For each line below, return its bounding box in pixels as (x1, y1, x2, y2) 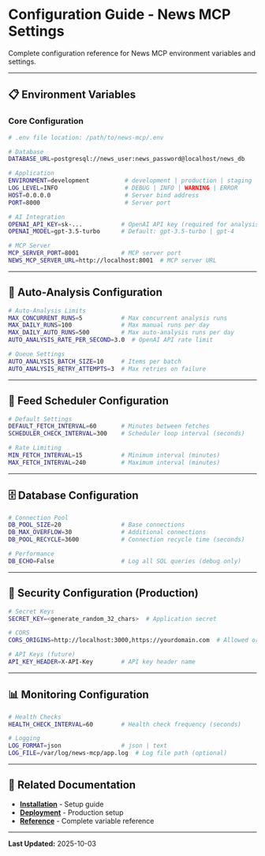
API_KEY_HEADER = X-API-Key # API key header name (8, 658, 196, 666)
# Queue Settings (8, 350, 65, 358)
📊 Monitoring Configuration (8, 688, 150, 701)
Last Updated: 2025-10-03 (8, 839, 97, 848)
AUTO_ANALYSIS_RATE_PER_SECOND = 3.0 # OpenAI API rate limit (8, 336, 214, 344)
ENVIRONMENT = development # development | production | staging (8, 177, 252, 185)
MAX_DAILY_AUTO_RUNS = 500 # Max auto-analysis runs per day (8, 329, 235, 337)
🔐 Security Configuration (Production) (8, 586, 199, 600)
